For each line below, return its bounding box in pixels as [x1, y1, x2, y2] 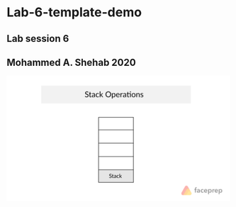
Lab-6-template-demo [6, 4, 142, 21]
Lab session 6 [6, 33, 69, 45]
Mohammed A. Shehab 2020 [6, 56, 136, 68]
